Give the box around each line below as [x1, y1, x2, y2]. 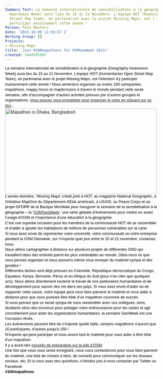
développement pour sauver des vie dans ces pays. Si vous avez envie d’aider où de [5, 284, 149, 289]
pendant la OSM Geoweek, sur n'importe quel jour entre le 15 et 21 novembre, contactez [5, 236, 156, 241]
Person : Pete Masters [5, 25, 49, 30]
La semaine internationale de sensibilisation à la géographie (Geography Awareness [5, 66, 148, 71]
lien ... [5, 103, 15, 108]
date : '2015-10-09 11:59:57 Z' [5, 30, 68, 35]
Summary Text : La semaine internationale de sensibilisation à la [5, 7, 142, 12]
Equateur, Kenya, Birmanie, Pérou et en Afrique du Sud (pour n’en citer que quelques [5, 273, 150, 279]
